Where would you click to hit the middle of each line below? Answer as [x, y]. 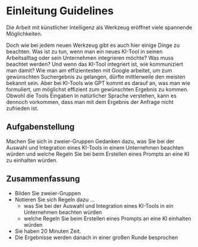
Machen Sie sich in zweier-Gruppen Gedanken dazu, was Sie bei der [90, 141]
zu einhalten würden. [32, 160]
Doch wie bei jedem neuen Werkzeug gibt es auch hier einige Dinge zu [93, 45]
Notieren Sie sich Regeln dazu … [55, 199]
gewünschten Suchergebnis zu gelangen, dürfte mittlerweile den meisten [96, 77]
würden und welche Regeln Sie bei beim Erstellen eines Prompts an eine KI [98, 154]
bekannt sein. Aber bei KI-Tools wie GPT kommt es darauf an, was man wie [98, 83]
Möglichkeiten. [24, 33]
